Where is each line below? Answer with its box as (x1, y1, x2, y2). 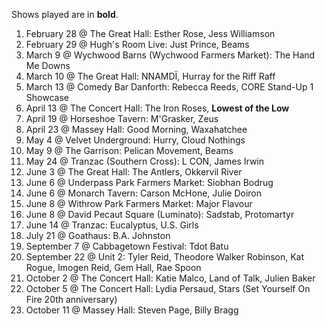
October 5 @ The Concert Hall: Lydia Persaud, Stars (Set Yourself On (25, 283, 311, 294)
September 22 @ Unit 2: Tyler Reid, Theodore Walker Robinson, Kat (25, 251, 305, 263)
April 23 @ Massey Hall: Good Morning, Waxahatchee (25, 124, 248, 135)
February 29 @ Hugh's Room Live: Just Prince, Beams (25, 39, 250, 50)
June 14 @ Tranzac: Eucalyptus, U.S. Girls (25, 219, 199, 231)
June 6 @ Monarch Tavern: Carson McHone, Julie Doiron (25, 187, 263, 199)
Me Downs (25, 60, 71, 71)
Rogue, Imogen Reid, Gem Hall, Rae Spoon (25, 262, 202, 273)
